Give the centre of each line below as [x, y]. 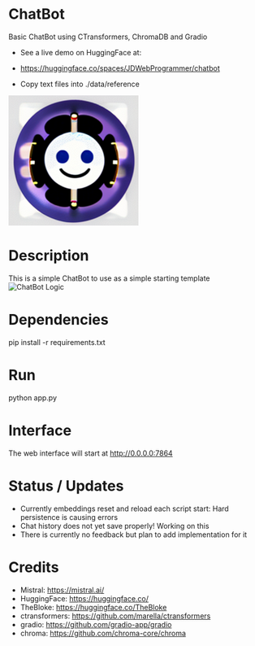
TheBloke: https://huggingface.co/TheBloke [93, 607]
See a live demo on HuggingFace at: [81, 52]
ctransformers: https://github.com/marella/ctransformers [115, 616]
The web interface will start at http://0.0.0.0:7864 [91, 453]
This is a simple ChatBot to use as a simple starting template [109, 278]
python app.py [33, 397]
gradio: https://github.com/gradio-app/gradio [96, 624]
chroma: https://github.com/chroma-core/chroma [103, 633]
